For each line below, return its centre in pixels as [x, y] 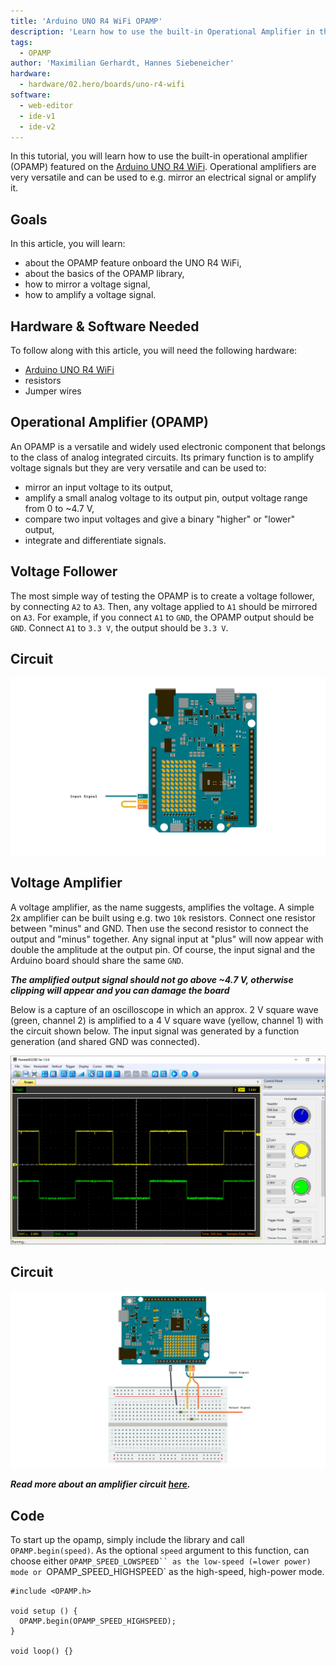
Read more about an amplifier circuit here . [100, 1484]
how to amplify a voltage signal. [90, 295]
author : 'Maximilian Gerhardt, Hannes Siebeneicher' [122, 63]
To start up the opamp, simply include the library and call [127, 1540]
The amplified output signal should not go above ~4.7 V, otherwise [152, 979]
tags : [21, 42]
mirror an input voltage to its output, [99, 487]
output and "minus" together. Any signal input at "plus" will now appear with [167, 939]
